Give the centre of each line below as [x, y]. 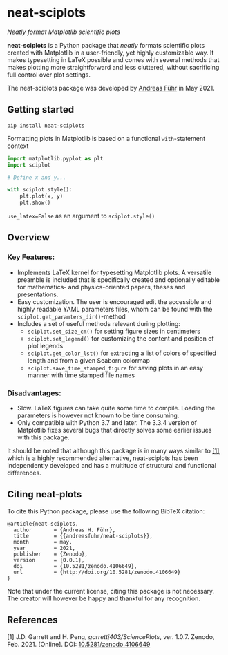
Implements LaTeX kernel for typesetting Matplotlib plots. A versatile [114, 272]
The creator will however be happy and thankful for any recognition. [104, 598]
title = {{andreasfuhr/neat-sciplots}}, [83, 536]
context [18, 146]
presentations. [38, 294]
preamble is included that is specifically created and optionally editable [118, 279]
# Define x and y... [37, 178]
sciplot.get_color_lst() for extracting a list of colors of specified [122, 353]
